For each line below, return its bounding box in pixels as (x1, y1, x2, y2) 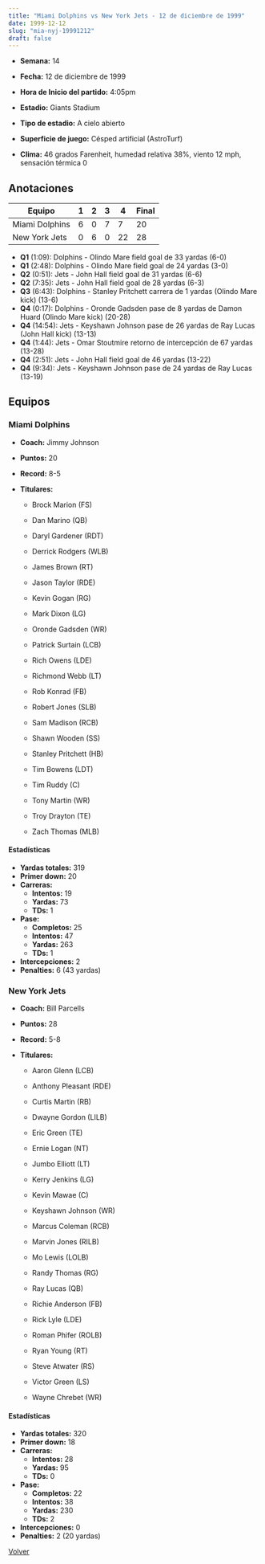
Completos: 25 (31, 922, 82, 932)
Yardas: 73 (31, 896, 69, 906)
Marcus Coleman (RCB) (31, 1222, 110, 1231)
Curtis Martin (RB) (31, 1097, 92, 1107)
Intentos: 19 (31, 888, 72, 898)
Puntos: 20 (19, 453, 58, 463)
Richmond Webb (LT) (31, 671, 102, 680)
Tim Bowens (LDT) (31, 764, 94, 774)
